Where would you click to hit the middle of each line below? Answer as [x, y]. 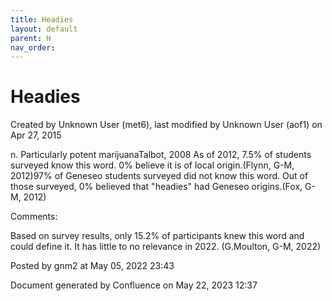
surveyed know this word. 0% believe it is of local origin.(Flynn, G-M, [152, 165]
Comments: [34, 217]
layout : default [44, 29]
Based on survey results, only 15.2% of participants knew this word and [157, 236]
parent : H [31, 38]
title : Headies [42, 19]
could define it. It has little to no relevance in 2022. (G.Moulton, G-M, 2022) [166, 247]
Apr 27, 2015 [36, 135]
